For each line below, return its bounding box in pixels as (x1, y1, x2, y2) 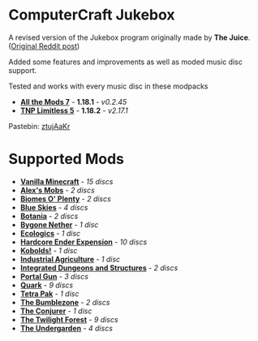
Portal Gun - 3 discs (19, 271, 89, 281)
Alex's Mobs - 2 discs (19, 185, 95, 195)
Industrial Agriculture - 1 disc (19, 254, 121, 264)
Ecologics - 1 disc (19, 228, 81, 238)
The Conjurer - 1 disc (19, 306, 92, 316)
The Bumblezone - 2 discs (19, 297, 110, 307)
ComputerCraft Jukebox (8, 6, 176, 24)
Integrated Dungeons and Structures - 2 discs (19, 262, 178, 273)
